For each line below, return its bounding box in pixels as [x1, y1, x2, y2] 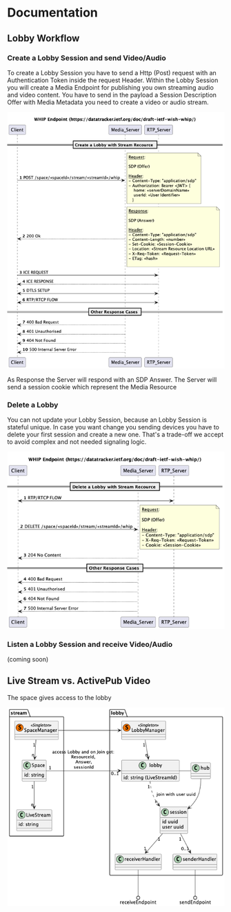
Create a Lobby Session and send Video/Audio [7, 53, 167, 63]
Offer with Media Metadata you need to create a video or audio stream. [7, 98, 209, 106]
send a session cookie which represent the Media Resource [7, 382, 177, 391]
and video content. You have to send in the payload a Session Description [7, 90, 217, 99]
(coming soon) [7, 654, 49, 663]
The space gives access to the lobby [7, 693, 112, 701]
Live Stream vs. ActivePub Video [7, 675, 151, 687]
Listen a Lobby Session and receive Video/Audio [7, 639, 173, 649]
